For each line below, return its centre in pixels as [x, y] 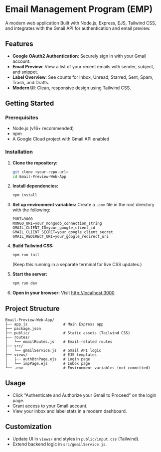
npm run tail [26, 255]
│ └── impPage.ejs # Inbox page [48, 363]
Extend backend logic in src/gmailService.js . [60, 444]
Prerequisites [22, 118]
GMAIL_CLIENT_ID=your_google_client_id [54, 228]
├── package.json [23, 328]
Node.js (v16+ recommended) [43, 129]
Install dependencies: [35, 186]
